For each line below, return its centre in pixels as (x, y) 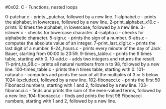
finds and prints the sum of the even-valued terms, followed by (97, 90)
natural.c (14, 75)
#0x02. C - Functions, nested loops (41, 7)
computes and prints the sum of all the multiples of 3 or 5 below (93, 75)
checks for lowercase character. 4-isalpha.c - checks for (86, 32)
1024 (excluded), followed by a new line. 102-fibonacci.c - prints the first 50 (83, 80)
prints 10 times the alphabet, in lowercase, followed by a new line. (72, 27)
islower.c (14, 32)
